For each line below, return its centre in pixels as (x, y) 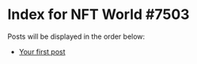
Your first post (42, 51)
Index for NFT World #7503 (98, 15)
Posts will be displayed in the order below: (76, 36)
